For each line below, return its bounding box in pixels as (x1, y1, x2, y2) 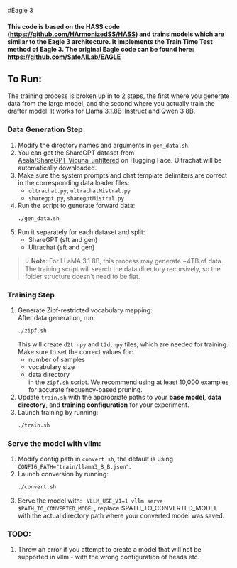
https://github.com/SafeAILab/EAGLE (7, 53, 121, 61)
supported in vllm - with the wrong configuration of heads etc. (17, 553, 200, 562)
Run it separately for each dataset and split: (17, 227, 145, 236)
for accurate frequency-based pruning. (28, 385, 143, 393)
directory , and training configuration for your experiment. (17, 400, 189, 409)
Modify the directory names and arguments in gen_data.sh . (17, 141, 190, 149)
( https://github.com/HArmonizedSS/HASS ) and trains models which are (7, 30, 225, 38)
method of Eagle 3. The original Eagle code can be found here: (7, 45, 194, 53)
